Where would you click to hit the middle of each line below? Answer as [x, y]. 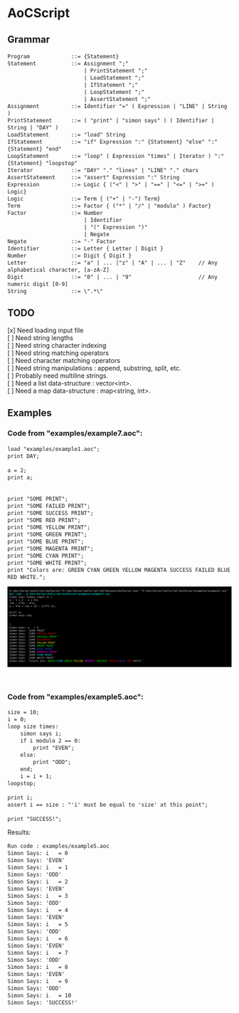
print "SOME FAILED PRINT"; [49, 506]
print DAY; [23, 456]
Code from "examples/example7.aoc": [75, 433]
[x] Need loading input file [46, 330]
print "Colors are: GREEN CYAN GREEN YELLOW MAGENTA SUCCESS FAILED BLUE [119, 570]
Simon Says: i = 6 [38, 939]
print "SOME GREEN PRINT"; [47, 534]
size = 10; [23, 713]
